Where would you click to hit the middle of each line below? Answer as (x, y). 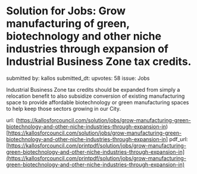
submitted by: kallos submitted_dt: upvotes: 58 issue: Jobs (78, 78)
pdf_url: (179, 139)
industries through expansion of (87, 49)
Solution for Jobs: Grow (66, 11)
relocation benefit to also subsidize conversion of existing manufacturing (96, 96)
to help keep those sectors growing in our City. (63, 108)
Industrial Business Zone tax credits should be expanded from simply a (93, 89)
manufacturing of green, (68, 24)
